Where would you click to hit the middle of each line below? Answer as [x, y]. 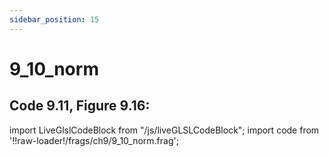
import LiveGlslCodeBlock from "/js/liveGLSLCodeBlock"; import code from [164, 130]
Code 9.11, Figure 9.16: [80, 106]
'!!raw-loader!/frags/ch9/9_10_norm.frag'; [94, 140]
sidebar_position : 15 [54, 19]
